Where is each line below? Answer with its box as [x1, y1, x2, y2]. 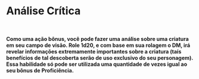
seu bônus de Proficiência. [6, 67, 74, 74]
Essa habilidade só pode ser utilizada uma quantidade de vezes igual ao [6, 61, 188, 68]
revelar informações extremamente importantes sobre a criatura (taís [6, 48, 182, 55]
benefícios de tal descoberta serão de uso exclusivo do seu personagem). [6, 54, 194, 61]
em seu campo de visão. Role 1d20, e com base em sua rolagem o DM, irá [6, 42, 191, 49]
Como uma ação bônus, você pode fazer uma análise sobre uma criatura [6, 35, 189, 42]
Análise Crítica [6, 4, 81, 18]
